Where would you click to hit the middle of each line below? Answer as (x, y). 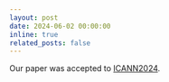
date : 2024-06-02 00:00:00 (60, 26)
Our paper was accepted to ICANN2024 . (85, 68)
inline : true (34, 34)
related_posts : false (50, 43)
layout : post (34, 18)
